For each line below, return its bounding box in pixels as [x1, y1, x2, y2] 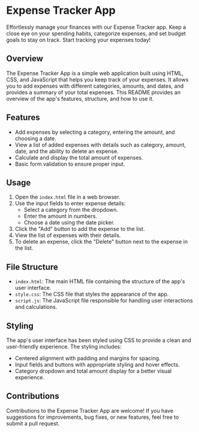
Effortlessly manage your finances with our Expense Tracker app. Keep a [6, 23, 186, 31]
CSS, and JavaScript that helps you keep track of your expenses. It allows [6, 76, 189, 83]
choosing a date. [14, 134, 57, 142]
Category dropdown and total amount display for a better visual [14, 367, 172, 374]
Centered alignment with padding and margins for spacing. [14, 355, 161, 362]
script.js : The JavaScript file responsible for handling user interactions [14, 297, 193, 304]
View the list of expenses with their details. [14, 232, 121, 239]
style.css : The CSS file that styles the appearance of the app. [14, 290, 169, 298]
